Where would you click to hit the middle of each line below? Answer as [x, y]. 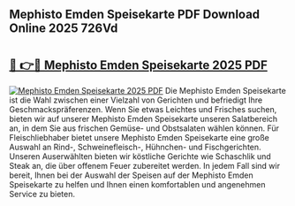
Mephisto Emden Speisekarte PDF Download [135, 15]
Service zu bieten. [42, 194]
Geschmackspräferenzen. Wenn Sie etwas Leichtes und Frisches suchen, [143, 109]
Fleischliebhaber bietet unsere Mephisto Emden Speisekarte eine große [139, 137]
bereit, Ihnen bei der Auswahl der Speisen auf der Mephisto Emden [131, 175]
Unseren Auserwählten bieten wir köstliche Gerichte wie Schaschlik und [140, 156]
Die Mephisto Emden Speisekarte [226, 91]
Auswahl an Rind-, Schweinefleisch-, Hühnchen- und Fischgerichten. [136, 147]
